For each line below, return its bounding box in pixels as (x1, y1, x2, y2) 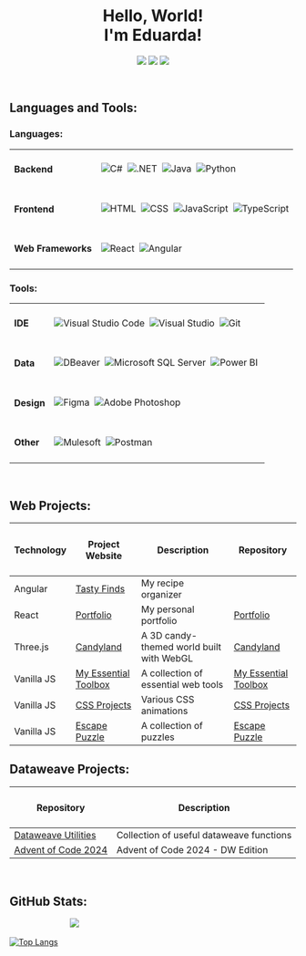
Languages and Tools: (9, 100, 138, 116)
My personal (140, 603, 195, 616)
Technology (14, 544, 66, 556)
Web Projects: (9, 498, 91, 514)
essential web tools (140, 678, 224, 691)
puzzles (140, 731, 175, 743)
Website (85, 549, 123, 562)
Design (14, 396, 46, 409)
